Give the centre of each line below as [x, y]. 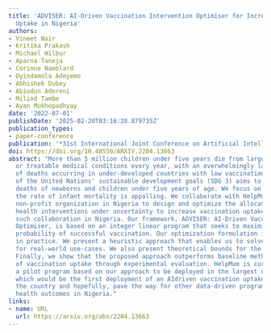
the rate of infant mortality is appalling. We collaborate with [128, 196]
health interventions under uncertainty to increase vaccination [128, 211]
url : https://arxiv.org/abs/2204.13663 [83, 316]
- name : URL [28, 309]
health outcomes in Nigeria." [66, 294]
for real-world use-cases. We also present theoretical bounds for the [139, 249]
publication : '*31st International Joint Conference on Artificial [124, 143]
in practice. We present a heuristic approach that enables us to [129, 242]
